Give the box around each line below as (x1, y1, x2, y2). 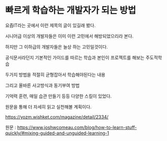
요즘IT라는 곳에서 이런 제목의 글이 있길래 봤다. (5, 22, 96, 28)
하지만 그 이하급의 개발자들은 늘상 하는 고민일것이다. (5, 43, 108, 50)
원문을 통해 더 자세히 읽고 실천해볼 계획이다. (5, 104, 92, 110)
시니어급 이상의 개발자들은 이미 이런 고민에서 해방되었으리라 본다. (5, 33, 134, 39)
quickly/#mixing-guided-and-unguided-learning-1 (5, 130, 109, 136)
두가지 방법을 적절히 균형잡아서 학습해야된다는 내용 (5, 71, 105, 77)
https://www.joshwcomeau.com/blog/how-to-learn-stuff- (17, 124, 137, 130)
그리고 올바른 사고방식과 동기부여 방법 (5, 82, 80, 88)
